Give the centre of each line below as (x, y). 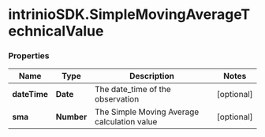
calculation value (126, 122)
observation (117, 99)
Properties (29, 56)
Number (71, 117)
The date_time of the (132, 90)
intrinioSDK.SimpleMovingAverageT (129, 15)
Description (152, 76)
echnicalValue (56, 31)
